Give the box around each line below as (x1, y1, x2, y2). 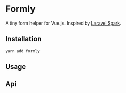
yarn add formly (5, 48, 40, 54)
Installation (5, 35, 42, 43)
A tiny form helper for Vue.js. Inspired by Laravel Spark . (5, 20, 122, 26)
